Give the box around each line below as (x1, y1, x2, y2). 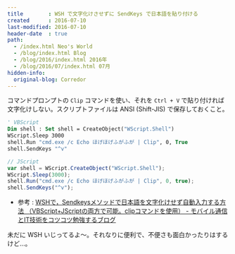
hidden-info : (7, 69, 46, 76)
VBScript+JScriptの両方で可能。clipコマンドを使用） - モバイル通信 (31, 207, 228, 215)
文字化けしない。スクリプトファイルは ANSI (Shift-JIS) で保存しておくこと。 (7, 105, 229, 114)
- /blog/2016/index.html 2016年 (13, 56, 108, 64)
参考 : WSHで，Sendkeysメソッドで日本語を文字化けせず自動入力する (17, 198, 220, 207)
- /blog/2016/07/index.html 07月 (13, 63, 110, 70)
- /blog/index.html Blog (13, 50, 87, 57)
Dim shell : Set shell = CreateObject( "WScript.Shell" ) (7, 126, 174, 133)
